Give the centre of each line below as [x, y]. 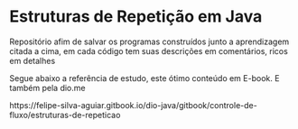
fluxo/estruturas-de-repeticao [65, 115]
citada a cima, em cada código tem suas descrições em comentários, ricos [149, 51]
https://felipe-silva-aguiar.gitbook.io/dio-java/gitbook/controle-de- [133, 105]
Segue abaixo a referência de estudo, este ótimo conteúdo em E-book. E [144, 78]
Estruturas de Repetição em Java [136, 17]
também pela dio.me [47, 88]
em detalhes [33, 60]
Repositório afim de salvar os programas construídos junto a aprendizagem [149, 41]
